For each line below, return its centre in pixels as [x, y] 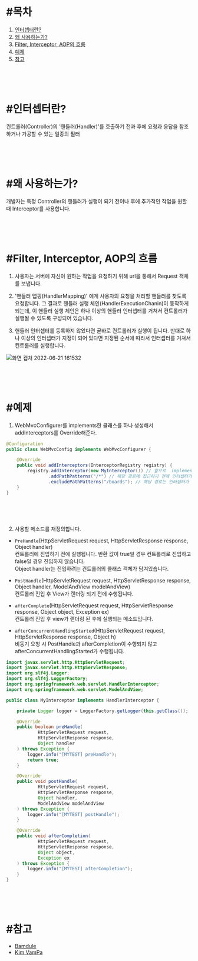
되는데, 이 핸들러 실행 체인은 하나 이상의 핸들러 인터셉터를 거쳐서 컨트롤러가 [101, 311]
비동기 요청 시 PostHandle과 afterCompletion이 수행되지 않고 [86, 644]
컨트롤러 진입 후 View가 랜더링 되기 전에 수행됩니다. [74, 594]
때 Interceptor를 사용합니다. [38, 208]
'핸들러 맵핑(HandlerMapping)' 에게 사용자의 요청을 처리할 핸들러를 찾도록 [100, 296]
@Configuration [25, 444]
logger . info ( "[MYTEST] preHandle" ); [72, 754]
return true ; [43, 760]
